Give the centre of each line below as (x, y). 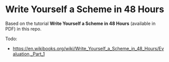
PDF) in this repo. (23, 28)
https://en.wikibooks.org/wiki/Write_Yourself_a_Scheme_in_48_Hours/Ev (88, 48)
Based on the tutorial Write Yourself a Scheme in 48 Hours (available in (80, 23)
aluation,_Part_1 (29, 54)
